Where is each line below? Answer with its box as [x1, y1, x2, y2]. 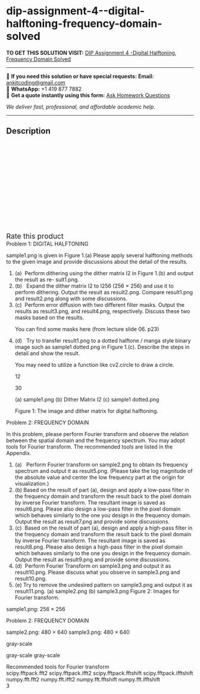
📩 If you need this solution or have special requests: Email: [6, 73, 154, 80]
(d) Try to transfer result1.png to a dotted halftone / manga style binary [14, 337, 191, 344]
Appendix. [6, 449, 32, 456]
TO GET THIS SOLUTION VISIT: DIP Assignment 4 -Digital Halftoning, [6, 49, 177, 56]
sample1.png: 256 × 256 [6, 605, 65, 612]
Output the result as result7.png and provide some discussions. [14, 518, 170, 525]
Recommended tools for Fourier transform [6, 663, 110, 670]
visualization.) [14, 480, 49, 487]
